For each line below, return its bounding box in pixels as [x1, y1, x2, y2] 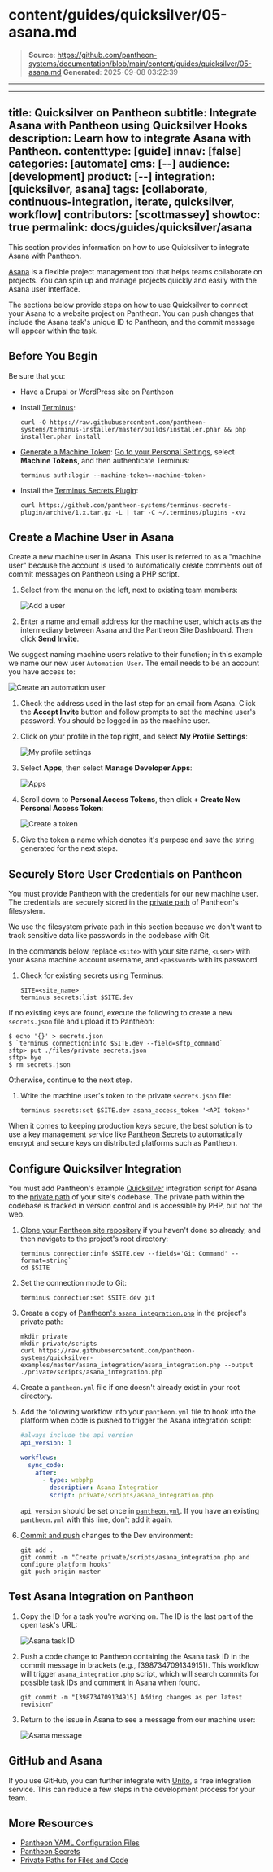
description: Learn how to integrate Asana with [8, 132, 252, 146]
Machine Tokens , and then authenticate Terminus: [19, 455, 190, 465]
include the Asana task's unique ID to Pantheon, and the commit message [8, 317, 256, 327]
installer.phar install [19, 432, 102, 441]
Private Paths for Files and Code [19, 1855, 128, 1865]
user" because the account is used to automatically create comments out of [8, 560, 262, 571]
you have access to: [8, 667, 76, 677]
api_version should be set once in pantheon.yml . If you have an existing [19, 1506, 260, 1515]
